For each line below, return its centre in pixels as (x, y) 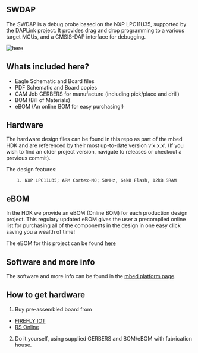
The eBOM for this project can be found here (61, 243)
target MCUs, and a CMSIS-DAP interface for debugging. (76, 36)
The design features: (32, 170)
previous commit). (28, 158)
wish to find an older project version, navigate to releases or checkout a (94, 152)
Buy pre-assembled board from (53, 309)
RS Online (27, 327)
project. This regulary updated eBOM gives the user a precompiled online (96, 220)
